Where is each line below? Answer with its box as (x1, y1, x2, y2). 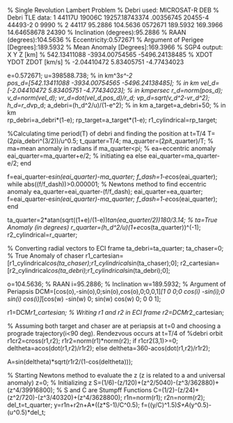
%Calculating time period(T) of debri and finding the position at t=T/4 (7, 129, 207, 138)
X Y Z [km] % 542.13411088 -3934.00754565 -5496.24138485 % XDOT (7, 50, 214, 59)
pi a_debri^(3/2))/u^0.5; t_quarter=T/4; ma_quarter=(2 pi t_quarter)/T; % (13, 137, 214, 145)
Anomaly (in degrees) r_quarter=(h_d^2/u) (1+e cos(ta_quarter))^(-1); (7, 223, 201, 231)
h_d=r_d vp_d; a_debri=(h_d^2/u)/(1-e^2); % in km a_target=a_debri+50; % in (7, 101, 226, 109)
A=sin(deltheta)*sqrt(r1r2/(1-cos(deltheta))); (7, 357, 134, 366)
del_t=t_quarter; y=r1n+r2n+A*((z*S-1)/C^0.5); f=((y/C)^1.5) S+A (7, 401, 189, 409)
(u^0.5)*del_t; (7, 408, 47, 416)
